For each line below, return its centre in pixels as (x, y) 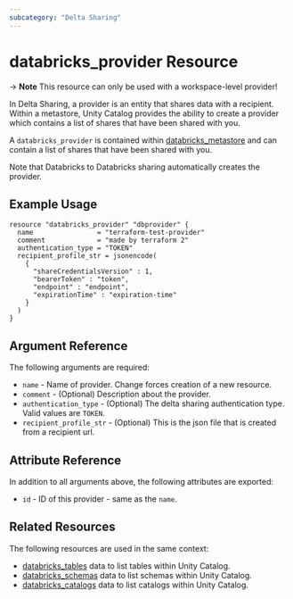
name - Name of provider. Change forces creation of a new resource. (147, 385)
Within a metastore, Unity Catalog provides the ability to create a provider (144, 113)
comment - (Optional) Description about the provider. (116, 395)
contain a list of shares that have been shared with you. (110, 149)
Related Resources (62, 527)
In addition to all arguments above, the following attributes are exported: (142, 482)
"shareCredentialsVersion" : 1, (93, 272)
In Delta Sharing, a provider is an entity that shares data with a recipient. (142, 104)
